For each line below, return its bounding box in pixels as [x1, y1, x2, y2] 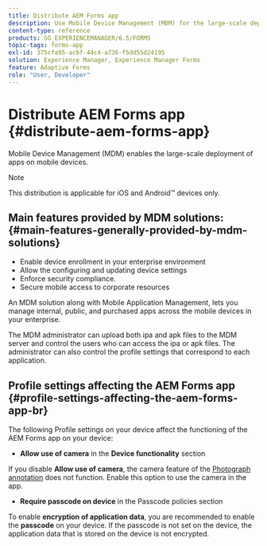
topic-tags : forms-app [8, 41, 83, 49]
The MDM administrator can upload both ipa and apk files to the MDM [8, 330, 237, 340]
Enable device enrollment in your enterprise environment [19, 257, 207, 267]
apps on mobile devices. [8, 157, 89, 167]
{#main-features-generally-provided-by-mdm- [8, 223, 248, 237]
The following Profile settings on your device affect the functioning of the [8, 425, 248, 434]
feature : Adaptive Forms [8, 64, 91, 72]
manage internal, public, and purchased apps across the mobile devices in [8, 306, 252, 316]
